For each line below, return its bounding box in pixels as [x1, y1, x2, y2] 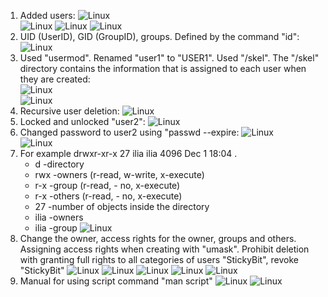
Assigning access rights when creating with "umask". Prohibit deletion [19, 243, 310, 255]
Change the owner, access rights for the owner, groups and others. [19, 233, 297, 244]
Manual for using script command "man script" [19, 275, 213, 287]
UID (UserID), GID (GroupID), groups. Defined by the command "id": [19, 31, 300, 42]
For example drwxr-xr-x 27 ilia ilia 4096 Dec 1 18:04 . [19, 148, 238, 159]
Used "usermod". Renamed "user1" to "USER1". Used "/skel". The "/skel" [19, 52, 320, 64]
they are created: [19, 73, 91, 85]
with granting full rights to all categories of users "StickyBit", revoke [19, 254, 299, 265]
